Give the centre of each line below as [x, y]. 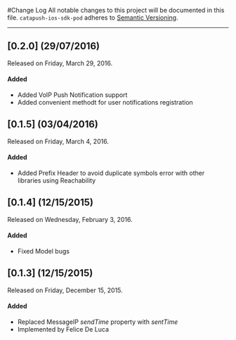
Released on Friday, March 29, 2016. [60, 63]
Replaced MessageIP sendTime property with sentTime [98, 322]
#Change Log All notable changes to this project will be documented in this [116, 10]
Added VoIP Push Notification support [72, 95]
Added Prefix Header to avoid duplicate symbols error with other [111, 173]
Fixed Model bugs [44, 251]
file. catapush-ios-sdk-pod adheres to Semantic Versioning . [93, 18]
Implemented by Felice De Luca [63, 329]
